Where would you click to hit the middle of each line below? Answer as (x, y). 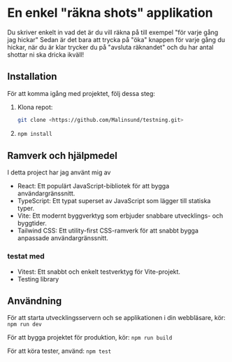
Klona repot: (35, 107)
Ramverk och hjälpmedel (62, 155)
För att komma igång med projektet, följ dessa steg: (81, 93)
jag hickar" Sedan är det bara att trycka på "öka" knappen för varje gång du (116, 39)
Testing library (38, 279)
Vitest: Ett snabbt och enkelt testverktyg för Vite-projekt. (99, 272)
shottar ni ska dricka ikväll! (46, 55)
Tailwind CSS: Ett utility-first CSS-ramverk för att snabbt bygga (108, 231)
